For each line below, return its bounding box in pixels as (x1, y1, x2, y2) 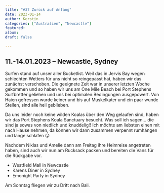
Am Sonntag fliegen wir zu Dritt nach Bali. (5, 182, 90, 188)
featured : (5, 26, 26, 31)
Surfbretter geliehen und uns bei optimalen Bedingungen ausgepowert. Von (5, 91, 159, 97)
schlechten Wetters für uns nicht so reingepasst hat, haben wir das (5, 76, 142, 81)
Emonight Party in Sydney (12, 172, 65, 178)
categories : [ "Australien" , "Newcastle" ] (5, 21, 92, 26)
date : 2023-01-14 (5, 12, 41, 17)
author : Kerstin (5, 16, 39, 21)
